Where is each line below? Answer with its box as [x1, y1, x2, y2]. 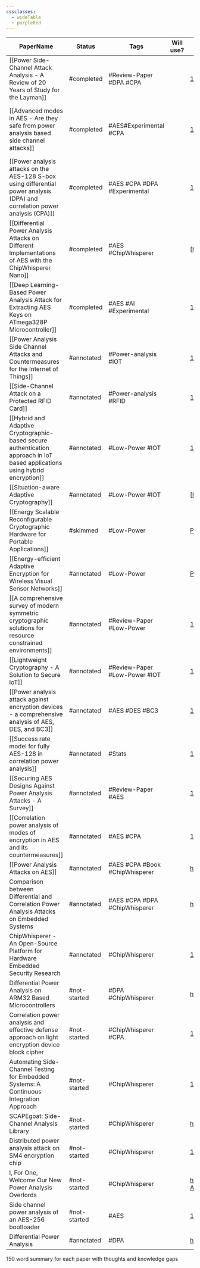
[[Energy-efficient [9, 555, 61, 563]
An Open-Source [9, 939, 58, 948]
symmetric [9, 609, 39, 617]
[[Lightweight [9, 656, 47, 664]
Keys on [9, 311, 32, 319]
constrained [9, 639, 43, 647]
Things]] [9, 373, 33, 381]
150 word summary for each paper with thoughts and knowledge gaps [6, 1255, 179, 1263]
